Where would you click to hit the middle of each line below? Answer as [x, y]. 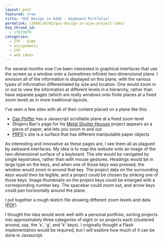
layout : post [18, 10]
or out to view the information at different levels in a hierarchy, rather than [79, 90]
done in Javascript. [24, 235]
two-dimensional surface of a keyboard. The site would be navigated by [77, 154]
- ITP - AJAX [23, 41]
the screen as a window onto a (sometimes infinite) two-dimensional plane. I [81, 74]
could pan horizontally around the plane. [45, 190]
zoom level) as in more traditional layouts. [47, 100]
